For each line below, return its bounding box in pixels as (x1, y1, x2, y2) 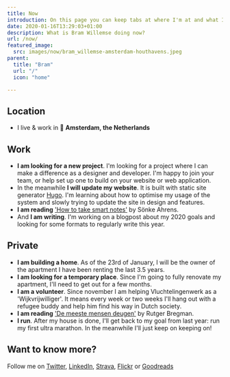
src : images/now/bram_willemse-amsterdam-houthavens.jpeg (13, 49, 183, 56)
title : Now (7, 10, 38, 17)
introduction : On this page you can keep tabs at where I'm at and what (7, 16, 219, 23)
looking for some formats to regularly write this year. (16, 220, 166, 228)
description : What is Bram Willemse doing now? (7, 29, 146, 36)
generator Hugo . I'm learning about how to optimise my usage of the (16, 191, 211, 199)
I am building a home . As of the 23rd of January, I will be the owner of (16, 258, 216, 266)
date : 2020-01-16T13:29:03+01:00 (7, 23, 103, 30)
